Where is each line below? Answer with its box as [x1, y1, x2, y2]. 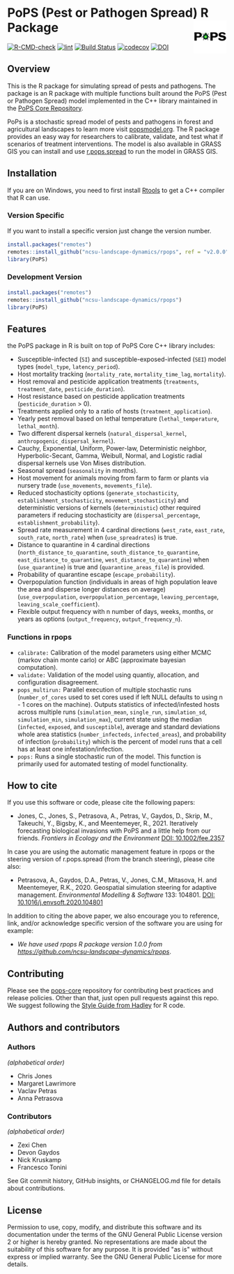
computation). [17, 663, 58, 671]
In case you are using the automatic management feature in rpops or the [7, 847, 215, 856]
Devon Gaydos [17, 1148, 61, 1157]
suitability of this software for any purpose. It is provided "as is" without [7, 1245, 214, 1253]
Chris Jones [17, 1071, 52, 1080]
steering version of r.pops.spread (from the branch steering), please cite [7, 855, 215, 863]
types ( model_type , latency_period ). [17, 363, 120, 371]
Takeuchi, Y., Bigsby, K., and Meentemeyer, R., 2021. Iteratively [17, 819, 198, 828]
